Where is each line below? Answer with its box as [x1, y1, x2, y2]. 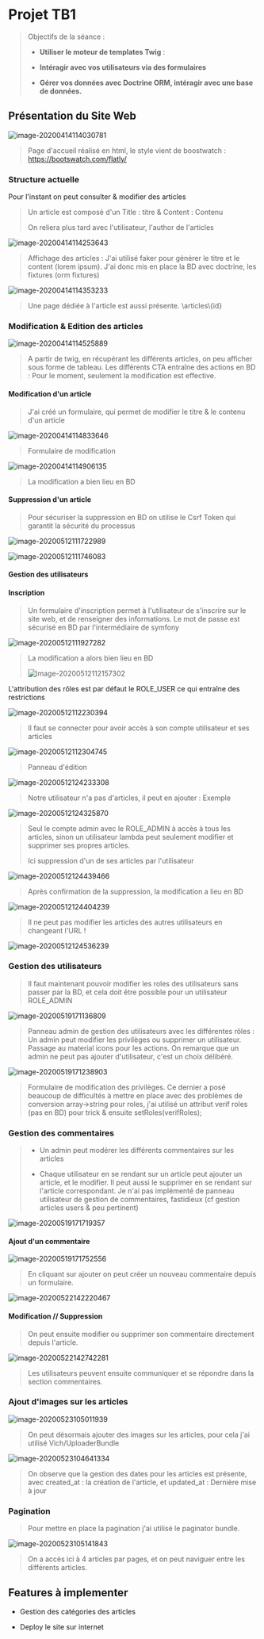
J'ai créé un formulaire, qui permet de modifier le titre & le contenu [27, 407, 246, 416]
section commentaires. [27, 1377, 103, 1386]
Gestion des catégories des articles [19, 1606, 136, 1616]
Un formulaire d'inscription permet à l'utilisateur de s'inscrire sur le [27, 605, 247, 615]
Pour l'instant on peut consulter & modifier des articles [8, 192, 186, 201]
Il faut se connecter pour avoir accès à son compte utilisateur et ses [27, 723, 250, 733]
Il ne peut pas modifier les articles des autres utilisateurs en [27, 917, 223, 927]
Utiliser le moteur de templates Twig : [39, 47, 166, 56]
